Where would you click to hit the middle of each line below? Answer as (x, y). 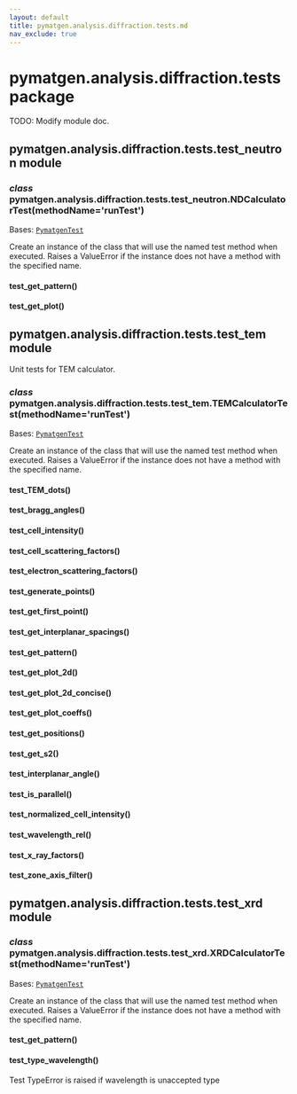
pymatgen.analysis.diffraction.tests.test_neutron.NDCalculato (148, 199)
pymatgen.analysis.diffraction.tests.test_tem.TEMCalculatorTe (148, 402)
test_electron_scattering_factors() (74, 571)
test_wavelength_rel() (50, 834)
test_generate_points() (52, 591)
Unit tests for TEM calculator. (62, 369)
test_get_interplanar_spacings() (70, 632)
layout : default (39, 17)
